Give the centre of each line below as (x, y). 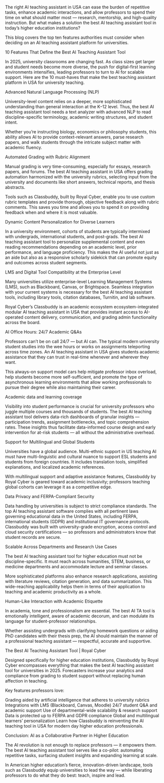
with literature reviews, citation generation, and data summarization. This (79, 581)
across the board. (23, 322)
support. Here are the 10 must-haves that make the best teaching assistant (80, 77)
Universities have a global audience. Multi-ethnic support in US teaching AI (81, 451)
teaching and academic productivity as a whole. (53, 592)
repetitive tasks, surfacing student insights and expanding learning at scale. (82, 755)
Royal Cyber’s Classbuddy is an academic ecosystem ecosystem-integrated (82, 307)
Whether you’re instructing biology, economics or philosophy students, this (81, 132)
